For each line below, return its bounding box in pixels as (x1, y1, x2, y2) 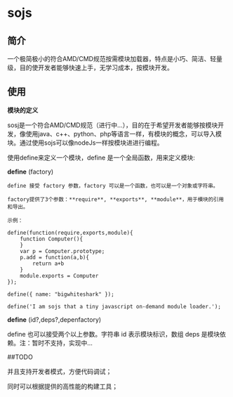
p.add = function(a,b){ (20, 254, 90, 261)
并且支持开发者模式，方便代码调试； (7, 367, 112, 375)
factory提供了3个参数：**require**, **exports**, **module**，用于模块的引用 (7, 195, 225, 203)
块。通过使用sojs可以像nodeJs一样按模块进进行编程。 (7, 138, 164, 147)
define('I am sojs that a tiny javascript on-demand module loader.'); (7, 303, 221, 310)
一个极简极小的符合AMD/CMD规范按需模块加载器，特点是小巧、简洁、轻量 (7, 55, 222, 63)
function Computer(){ (20, 235, 83, 242)
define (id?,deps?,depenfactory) (7, 315, 102, 324)
